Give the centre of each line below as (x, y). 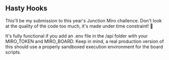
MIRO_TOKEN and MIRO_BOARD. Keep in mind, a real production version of (84, 41)
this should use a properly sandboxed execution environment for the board (84, 47)
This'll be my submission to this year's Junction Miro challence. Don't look (84, 20)
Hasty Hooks (26, 8)
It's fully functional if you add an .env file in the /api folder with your (77, 36)
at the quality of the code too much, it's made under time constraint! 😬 (79, 26)
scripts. (13, 52)
